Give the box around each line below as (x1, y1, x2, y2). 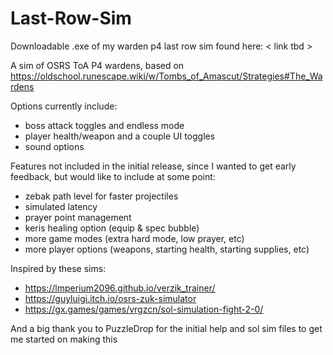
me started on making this (10, 333, 118, 345)
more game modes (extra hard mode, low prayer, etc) (24, 232, 245, 244)
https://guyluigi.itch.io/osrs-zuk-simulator (24, 292, 197, 304)
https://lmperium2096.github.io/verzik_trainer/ (24, 282, 216, 294)
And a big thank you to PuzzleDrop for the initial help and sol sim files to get (10, 322, 323, 334)
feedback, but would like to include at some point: (10, 170, 216, 182)
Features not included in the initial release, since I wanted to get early (10, 160, 297, 172)
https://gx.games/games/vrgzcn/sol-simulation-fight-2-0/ (24, 303, 264, 315)
